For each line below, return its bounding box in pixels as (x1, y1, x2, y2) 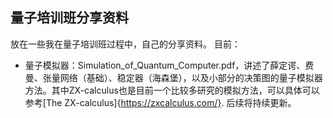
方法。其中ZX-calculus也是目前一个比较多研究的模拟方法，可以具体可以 (24, 84, 320, 96)
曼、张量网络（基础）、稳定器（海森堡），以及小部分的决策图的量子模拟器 (24, 71, 323, 83)
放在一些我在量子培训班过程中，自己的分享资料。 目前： (10, 38, 241, 50)
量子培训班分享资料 (10, 9, 129, 27)
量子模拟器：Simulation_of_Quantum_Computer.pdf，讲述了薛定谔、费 (24, 59, 315, 71)
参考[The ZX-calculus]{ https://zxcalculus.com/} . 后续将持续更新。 (24, 96, 297, 108)
